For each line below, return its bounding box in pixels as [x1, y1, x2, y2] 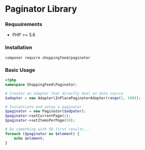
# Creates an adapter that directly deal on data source [5, 91, 124, 96]
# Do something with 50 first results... [5, 127, 91, 132]
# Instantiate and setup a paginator [5, 104, 82, 109]
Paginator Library [5, 3, 77, 15]
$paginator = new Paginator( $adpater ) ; [5, 109, 86, 114]
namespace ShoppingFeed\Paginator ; [5, 82, 78, 87]
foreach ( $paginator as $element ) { [5, 131, 80, 136]
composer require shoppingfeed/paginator [5, 55, 91, 60]
